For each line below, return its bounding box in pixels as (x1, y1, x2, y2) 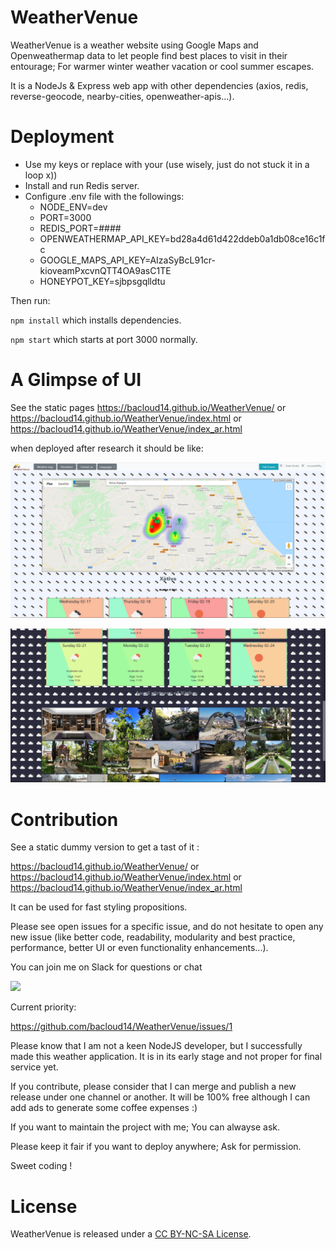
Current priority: (10, 1001, 77, 1013)
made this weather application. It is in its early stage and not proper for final (10, 1051, 323, 1063)
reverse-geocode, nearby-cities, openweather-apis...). (10, 90, 235, 102)
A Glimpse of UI (10, 369, 142, 391)
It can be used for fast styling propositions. (10, 901, 188, 913)
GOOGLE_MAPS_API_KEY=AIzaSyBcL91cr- (39, 254, 216, 266)
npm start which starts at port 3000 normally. (10, 333, 198, 345)
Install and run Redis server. (24, 179, 140, 191)
